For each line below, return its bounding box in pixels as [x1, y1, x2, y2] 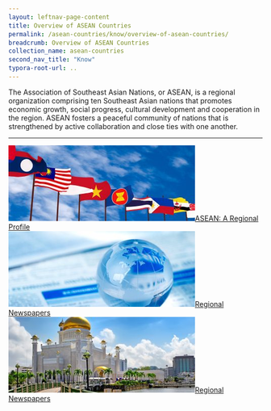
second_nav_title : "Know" [8, 56, 95, 64]
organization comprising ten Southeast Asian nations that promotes [8, 95, 232, 105]
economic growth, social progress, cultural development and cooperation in [8, 104, 261, 114]
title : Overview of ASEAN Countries [8, 21, 131, 30]
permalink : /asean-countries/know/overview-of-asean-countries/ [8, 30, 229, 38]
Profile [8, 222, 31, 232]
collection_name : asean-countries [8, 47, 125, 56]
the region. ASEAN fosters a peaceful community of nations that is [8, 113, 229, 123]
